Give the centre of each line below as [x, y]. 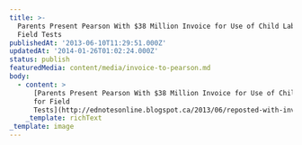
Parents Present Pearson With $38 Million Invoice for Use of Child [148, 26]
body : [19, 77]
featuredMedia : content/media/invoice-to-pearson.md [110, 68]
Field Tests [40, 34]
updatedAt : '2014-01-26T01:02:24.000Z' [84, 51]
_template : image [42, 127]
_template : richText [64, 118]
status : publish [40, 59]
